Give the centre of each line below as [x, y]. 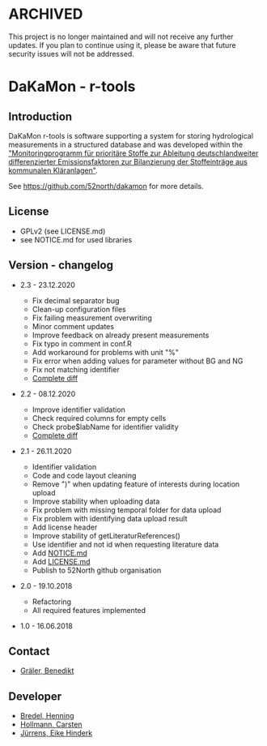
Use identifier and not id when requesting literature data [125, 544]
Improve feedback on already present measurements [121, 335]
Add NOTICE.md [59, 553]
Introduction [40, 116]
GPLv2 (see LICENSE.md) [63, 231]
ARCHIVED [46, 14]
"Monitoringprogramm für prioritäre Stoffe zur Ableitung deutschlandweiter [133, 153]
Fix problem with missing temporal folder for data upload [127, 510]
